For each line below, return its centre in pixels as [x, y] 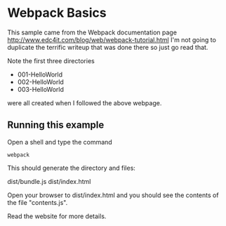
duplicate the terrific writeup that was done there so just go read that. [108, 47]
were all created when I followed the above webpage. [85, 102]
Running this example [56, 125]
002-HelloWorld [41, 81]
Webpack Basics [57, 13]
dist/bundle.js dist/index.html [49, 181]
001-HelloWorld [40, 74]
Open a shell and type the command [60, 142]
